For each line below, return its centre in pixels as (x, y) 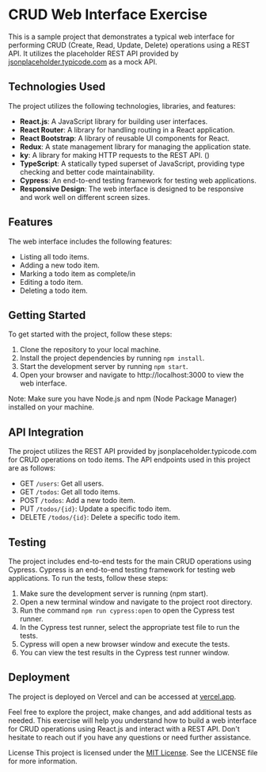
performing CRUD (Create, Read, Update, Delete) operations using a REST (129, 44)
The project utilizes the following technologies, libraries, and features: (122, 106)
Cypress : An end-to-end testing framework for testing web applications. (138, 180)
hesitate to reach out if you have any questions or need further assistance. (130, 737)
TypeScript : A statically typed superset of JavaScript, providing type (132, 163)
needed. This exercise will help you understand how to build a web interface (133, 720)
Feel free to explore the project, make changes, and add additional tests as (130, 712)
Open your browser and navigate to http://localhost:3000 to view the (131, 375)
